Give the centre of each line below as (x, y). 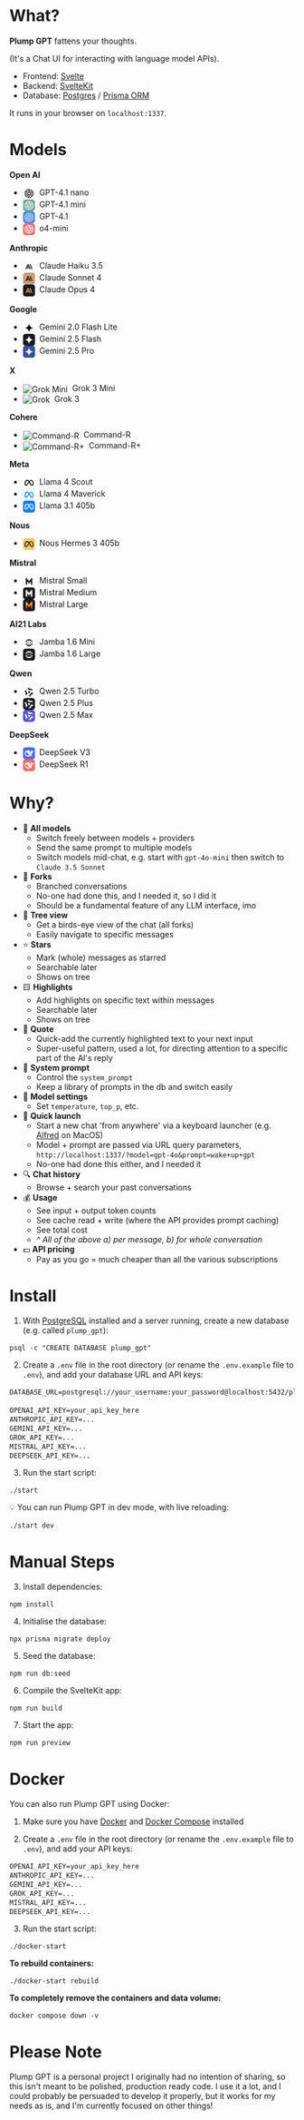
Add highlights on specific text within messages (125, 1000)
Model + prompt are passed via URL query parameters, (139, 1144)
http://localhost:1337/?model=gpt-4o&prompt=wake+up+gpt (146, 1155)
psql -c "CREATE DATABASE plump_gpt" (81, 1349)
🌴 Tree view (45, 915)
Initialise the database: (64, 1622)
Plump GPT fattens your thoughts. (73, 41)
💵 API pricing (48, 1249)
